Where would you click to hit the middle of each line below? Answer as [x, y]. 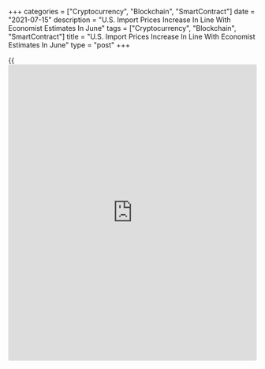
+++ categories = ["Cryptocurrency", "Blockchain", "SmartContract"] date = [132, 11]
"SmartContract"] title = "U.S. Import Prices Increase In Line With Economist [132, 36]
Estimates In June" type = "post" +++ [69, 45]
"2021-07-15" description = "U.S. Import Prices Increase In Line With [119, 20]
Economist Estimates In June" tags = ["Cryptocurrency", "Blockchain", [122, 28]
